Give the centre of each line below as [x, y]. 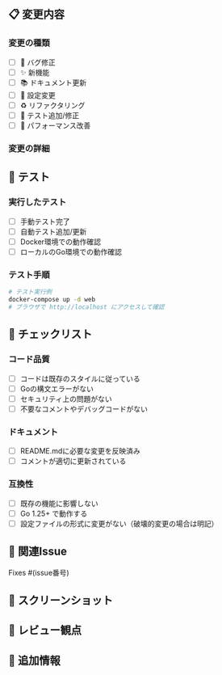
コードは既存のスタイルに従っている [80, 378]
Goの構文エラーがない [57, 388]
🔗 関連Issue [38, 552]
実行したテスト [38, 202]
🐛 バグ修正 [38, 62]
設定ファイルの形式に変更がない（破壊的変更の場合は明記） [119, 523]
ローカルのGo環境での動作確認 [71, 251]
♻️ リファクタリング [52, 105]
